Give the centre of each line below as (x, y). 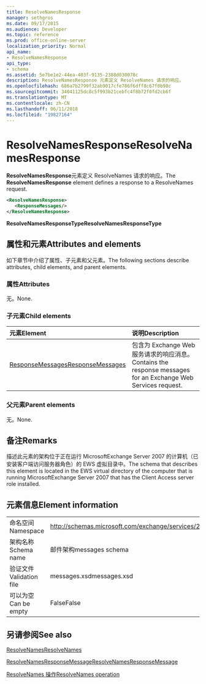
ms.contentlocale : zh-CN (38, 103)
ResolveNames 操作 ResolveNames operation (63, 674)
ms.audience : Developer (37, 29)
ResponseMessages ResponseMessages (68, 365)
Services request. (157, 386)
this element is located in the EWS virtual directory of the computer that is (100, 471)
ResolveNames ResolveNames (44, 650)
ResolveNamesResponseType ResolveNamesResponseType (84, 223)
